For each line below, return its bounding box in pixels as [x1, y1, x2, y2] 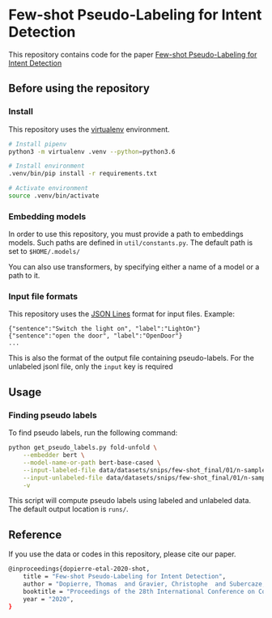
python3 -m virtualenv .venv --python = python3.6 [8, 147, 176, 155]
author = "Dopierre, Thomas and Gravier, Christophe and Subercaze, [23, 580, 266, 588]
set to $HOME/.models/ [8, 247, 81, 256]
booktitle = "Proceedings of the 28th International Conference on [23, 587, 255, 595]
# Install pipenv [8, 140, 67, 148]
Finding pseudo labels [8, 409, 97, 421]
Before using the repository [8, 82, 150, 95]
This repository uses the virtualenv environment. [8, 124, 170, 134]
